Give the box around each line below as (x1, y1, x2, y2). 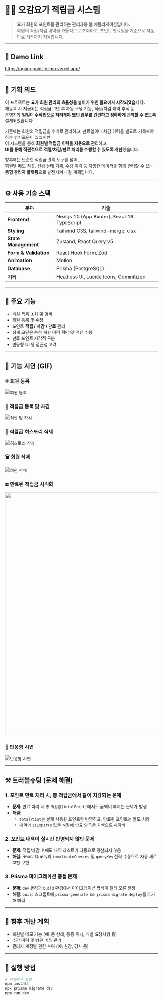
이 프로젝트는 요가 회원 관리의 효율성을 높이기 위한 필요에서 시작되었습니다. (5, 99, 145, 105)
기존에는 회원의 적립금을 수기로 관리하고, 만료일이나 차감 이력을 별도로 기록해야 (5, 128, 154, 134)
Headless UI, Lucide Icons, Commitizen (56, 274, 146, 280)
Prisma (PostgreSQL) (56, 265, 105, 272)
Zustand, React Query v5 (56, 238, 114, 245)
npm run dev (5, 990, 29, 995)
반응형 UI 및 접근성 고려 (12, 342, 57, 348)
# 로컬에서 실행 (5, 977, 32, 982)
